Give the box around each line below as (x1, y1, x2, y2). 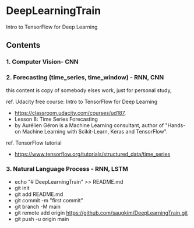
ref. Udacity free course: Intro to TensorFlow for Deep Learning (6, 98, 158, 105)
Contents (6, 40, 41, 50)
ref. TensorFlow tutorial (6, 139, 62, 146)
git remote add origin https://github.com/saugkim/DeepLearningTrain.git (14, 209, 188, 216)
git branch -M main (14, 203, 61, 210)
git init (14, 184, 30, 191)
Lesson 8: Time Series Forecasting (14, 115, 98, 122)
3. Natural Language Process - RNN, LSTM (6, 165, 128, 173)
